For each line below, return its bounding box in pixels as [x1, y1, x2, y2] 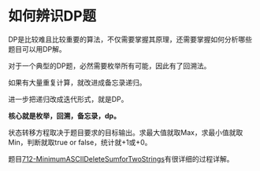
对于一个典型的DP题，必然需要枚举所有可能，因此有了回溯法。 [8, 60, 211, 71]
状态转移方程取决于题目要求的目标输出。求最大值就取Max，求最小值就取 [8, 127, 243, 137]
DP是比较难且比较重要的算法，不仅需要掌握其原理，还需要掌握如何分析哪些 [8, 35, 253, 44]
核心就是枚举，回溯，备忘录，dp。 [8, 111, 121, 120]
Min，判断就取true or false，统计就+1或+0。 [8, 137, 152, 147]
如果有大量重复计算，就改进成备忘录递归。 [8, 78, 147, 87]
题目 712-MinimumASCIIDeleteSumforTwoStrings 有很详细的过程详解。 [8, 154, 234, 163]
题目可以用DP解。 [8, 44, 67, 53]
